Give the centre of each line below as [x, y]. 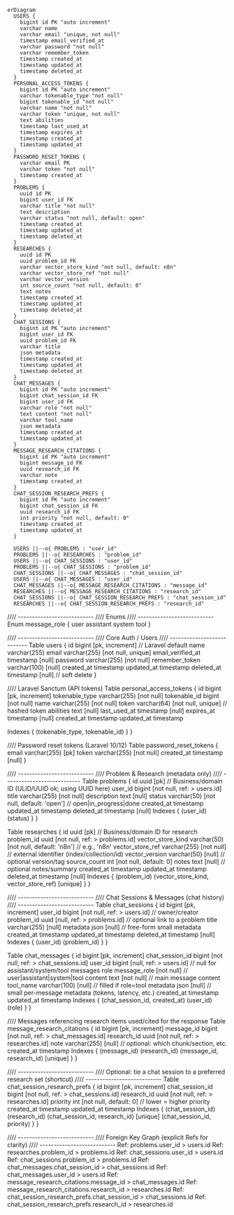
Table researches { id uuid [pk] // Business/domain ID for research [102, 832]
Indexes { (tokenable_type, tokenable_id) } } [70, 732]
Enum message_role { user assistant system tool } [79, 624]
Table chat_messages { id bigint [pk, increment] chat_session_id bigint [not [115, 955]
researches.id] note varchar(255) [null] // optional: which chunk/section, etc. [117, 1043]
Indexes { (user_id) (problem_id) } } [58, 942]
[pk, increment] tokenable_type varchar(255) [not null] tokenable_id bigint [114, 696]
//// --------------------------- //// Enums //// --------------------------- [111, 617]
